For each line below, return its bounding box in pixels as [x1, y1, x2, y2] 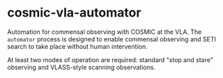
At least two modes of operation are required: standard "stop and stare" [7, 55, 214, 64]
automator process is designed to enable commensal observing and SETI [7, 35, 216, 43]
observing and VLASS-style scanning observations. [7, 63, 155, 71]
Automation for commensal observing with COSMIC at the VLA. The [7, 28, 202, 36]
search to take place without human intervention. [7, 42, 148, 50]
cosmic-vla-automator [7, 5, 141, 21]
